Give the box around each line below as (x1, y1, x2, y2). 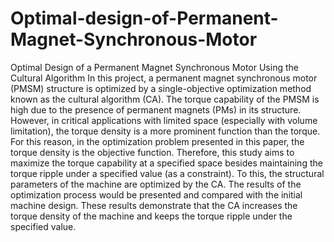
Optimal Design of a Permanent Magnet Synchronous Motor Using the (10, 61, 299, 73)
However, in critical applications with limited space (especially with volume (10, 114, 318, 126)
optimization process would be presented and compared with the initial (10, 188, 303, 201)
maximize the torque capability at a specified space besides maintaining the (10, 157, 323, 169)
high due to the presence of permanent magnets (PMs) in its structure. (10, 103, 302, 116)
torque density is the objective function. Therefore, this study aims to (10, 146, 295, 158)
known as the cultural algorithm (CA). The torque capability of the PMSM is (10, 93, 320, 105)
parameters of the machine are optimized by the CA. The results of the (10, 178, 302, 190)
